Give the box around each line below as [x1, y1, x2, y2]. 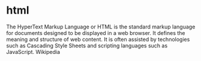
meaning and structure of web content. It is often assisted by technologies [6, 36, 190, 43]
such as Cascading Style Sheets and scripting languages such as [6, 42, 168, 49]
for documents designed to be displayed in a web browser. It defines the [6, 29, 185, 36]
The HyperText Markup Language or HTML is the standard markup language [6, 23, 196, 30]
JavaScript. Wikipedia [6, 48, 61, 55]
